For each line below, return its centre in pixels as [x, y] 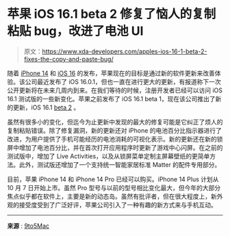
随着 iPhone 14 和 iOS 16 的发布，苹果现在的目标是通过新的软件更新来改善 [111, 73]
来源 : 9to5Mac [28, 226]
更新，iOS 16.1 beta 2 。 [46, 107]
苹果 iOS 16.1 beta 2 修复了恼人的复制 [112, 14]
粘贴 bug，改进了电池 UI [75, 31]
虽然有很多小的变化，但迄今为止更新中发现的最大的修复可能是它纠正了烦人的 [115, 122]
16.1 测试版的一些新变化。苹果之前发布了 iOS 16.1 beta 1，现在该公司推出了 [111, 99]
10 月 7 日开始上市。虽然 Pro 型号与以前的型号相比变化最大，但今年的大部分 [114, 187]
